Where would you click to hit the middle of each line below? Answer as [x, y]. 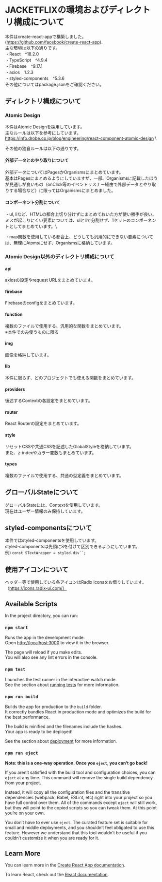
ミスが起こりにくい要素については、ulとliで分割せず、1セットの [68, 220]
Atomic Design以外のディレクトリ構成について [60, 256]
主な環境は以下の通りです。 [32, 48]
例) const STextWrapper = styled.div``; [46, 553]
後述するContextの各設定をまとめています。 [49, 401]
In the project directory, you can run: [41, 616]
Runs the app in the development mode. [45, 638]
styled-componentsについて [49, 527]
